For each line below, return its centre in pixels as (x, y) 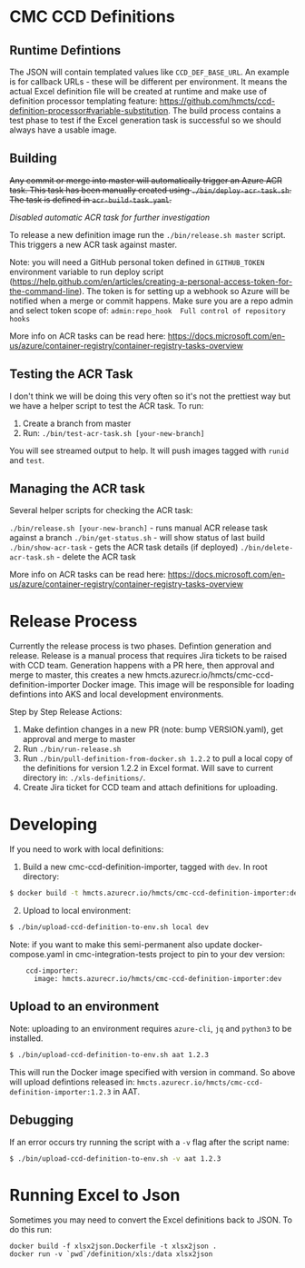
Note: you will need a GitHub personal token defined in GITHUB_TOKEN (137, 262)
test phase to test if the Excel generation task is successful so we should (145, 120)
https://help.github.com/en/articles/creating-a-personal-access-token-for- (152, 281)
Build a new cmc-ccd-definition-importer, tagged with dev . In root (145, 867)
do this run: (31, 1230)
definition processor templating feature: (84, 101)
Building (33, 158)
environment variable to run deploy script (87, 272)
